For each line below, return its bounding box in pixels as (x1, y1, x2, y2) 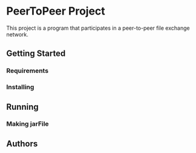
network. (6, 30, 29, 38)
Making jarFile (6, 120, 50, 128)
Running (6, 101, 39, 112)
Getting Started (6, 49, 66, 59)
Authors (6, 138, 38, 149)
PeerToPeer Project (6, 4, 106, 18)
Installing (6, 83, 34, 92)
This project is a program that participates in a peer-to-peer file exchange (6, 24, 190, 32)
